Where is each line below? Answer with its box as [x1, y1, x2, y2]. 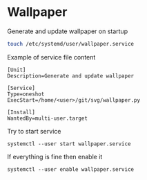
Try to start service [7, 127, 61, 135]
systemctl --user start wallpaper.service [7, 140, 131, 147]
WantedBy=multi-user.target [7, 115, 88, 122]
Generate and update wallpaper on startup [7, 27, 128, 35]
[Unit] [7, 66, 26, 73]
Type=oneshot [7, 91, 45, 98]
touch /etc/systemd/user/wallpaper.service [7, 40, 135, 47]
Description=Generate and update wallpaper [7, 72, 135, 80]
